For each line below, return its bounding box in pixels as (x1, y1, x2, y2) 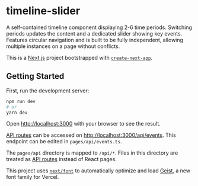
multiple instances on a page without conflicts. (6, 43, 120, 50)
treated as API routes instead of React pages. (6, 156, 117, 163)
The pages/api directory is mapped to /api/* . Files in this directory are (6, 149, 178, 156)
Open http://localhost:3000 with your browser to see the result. (6, 120, 161, 127)
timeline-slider (6, 4, 81, 18)
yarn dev (6, 110, 28, 116)
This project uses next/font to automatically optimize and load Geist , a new (6, 167, 191, 174)
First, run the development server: (6, 87, 90, 94)
